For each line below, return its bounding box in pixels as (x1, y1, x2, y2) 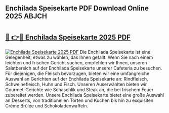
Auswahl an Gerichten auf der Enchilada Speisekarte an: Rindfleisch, (5, 76, 148, 82)
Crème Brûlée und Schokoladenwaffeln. (5, 103, 89, 108)
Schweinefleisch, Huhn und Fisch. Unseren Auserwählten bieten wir (5, 81, 147, 87)
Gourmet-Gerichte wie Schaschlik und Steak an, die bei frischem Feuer (5, 87, 154, 93)
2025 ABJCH (5, 12, 47, 21)
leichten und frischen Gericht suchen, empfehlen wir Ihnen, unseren (5, 60, 147, 65)
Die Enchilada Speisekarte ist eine (79, 49, 151, 55)
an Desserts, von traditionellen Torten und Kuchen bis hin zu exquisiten (5, 97, 154, 103)
